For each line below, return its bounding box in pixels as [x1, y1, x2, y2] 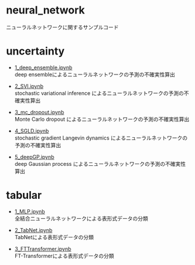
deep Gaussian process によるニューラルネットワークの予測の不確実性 [14, 160, 186, 167]
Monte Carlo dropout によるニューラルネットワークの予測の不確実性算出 [14, 115, 190, 123]
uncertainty [6, 45, 65, 58]
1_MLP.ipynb [14, 208, 45, 215]
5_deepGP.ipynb [14, 153, 54, 160]
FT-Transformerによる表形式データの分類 [14, 252, 114, 259]
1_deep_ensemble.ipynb [14, 64, 73, 71]
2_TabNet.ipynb [14, 226, 53, 233]
